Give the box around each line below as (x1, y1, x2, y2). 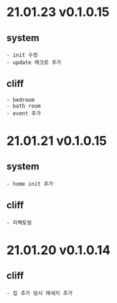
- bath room (6, 102, 41, 109)
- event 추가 (6, 109, 42, 117)
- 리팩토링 (6, 219, 33, 226)
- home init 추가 (6, 180, 53, 187)
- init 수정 (6, 52, 38, 59)
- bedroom (6, 96, 35, 103)
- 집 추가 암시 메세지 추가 (6, 290, 73, 297)
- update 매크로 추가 (6, 59, 62, 66)
